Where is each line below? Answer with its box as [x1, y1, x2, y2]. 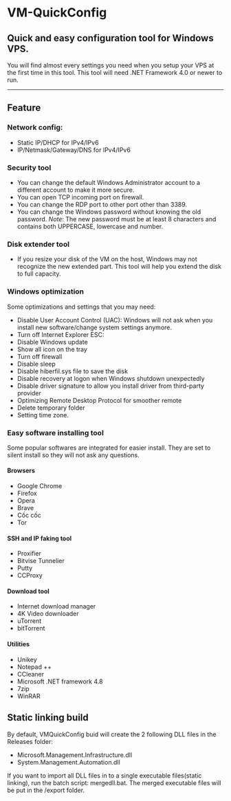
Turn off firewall [16, 352, 63, 360]
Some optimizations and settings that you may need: [7, 303, 156, 311]
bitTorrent [16, 624, 45, 633]
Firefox [16, 490, 38, 498]
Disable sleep [16, 360, 56, 368]
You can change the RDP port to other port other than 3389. [16, 200, 188, 208]
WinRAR [16, 692, 41, 700]
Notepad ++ [16, 662, 52, 671]
